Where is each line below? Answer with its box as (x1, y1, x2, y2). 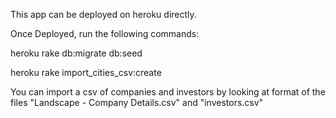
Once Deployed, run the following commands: (10, 28, 200, 39)
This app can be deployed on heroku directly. (10, 9, 197, 20)
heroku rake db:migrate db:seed (10, 47, 143, 59)
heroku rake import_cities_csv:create (10, 67, 162, 78)
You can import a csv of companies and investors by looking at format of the (10, 86, 326, 98)
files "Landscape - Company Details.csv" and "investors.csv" (10, 97, 264, 108)
